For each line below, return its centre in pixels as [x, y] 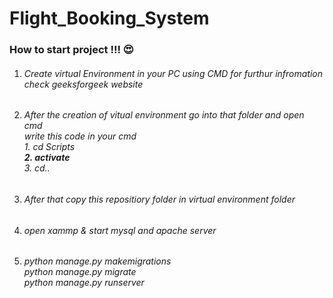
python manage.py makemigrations [97, 261]
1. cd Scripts [49, 147]
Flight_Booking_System [109, 18]
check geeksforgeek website [83, 84]
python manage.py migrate [80, 272]
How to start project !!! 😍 [71, 50]
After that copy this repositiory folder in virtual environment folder [159, 199]
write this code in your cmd [80, 136]
